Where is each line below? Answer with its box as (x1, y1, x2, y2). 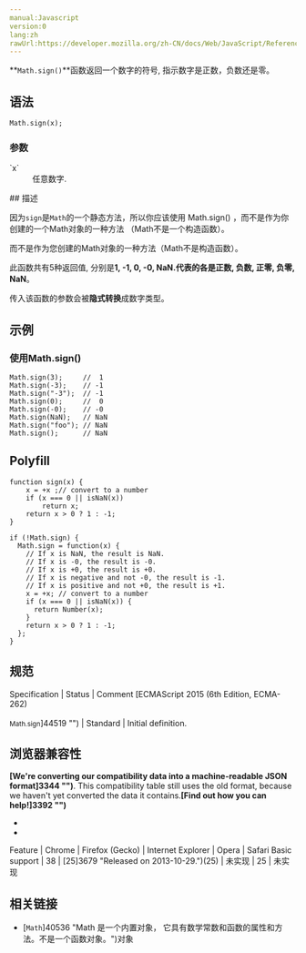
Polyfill (9, 453, 50, 469)
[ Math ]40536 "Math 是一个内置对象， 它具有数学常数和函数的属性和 (22, 922, 275, 933)
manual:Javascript (9, 13, 79, 23)
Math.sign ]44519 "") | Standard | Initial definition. (9, 717, 188, 728)
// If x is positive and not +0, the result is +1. (25, 581, 226, 590)
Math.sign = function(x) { (17, 541, 120, 551)
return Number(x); (33, 604, 104, 614)
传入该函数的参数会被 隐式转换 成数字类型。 (9, 293, 169, 304)
